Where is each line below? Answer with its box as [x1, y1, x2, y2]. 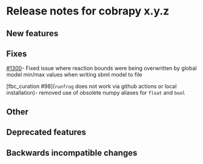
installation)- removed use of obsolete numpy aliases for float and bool [6, 89, 186, 96]
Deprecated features [6, 127, 87, 137]
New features [6, 28, 59, 39]
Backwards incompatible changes [6, 148, 138, 158]
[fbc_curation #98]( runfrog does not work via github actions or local [6, 83, 177, 90]
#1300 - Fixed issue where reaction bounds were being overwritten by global [6, 65, 197, 72]
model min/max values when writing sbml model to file [6, 71, 142, 78]
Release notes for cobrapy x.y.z [6, 4, 170, 18]
